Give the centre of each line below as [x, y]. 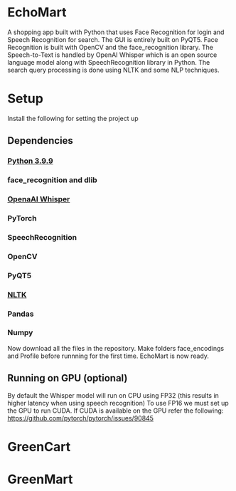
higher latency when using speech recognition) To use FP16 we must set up [118, 403]
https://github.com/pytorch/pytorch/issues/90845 [81, 418]
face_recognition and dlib [52, 180]
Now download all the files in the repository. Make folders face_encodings [116, 348]
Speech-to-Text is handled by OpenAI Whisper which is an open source [112, 55]
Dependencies [40, 141]
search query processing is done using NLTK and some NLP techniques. [113, 70]
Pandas [21, 314]
